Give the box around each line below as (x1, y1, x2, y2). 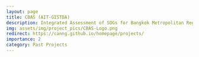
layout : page (6, 8, 38, 15)
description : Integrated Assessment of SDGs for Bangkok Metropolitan (6, 20, 184, 26)
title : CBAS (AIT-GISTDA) (6, 14, 70, 20)
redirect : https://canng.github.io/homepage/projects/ (6, 31, 145, 37)
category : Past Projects (6, 42, 68, 48)
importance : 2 (6, 36, 41, 42)
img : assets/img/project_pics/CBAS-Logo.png (6, 25, 118, 31)
